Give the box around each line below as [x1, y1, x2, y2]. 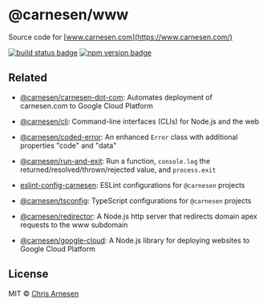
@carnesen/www [8, 6, 129, 24]
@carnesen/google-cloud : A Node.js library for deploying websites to [19, 235, 250, 245]
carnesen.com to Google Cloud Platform [19, 100, 154, 110]
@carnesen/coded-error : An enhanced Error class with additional [19, 132, 238, 141]
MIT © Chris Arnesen [8, 288, 79, 298]
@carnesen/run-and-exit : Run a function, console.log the [19, 156, 211, 165]
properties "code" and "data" [19, 141, 117, 150]
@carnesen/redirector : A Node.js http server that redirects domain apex [19, 211, 258, 221]
